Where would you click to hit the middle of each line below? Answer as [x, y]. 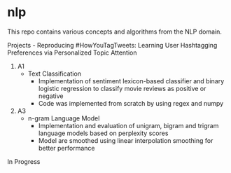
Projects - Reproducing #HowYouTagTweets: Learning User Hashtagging [112, 45]
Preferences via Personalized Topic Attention [72, 53]
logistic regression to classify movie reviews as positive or [122, 88]
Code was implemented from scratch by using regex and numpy [131, 103]
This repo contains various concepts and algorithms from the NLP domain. [114, 32]
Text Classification [55, 74]
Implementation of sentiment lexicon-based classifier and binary [131, 81]
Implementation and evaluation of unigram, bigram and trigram [128, 125]
